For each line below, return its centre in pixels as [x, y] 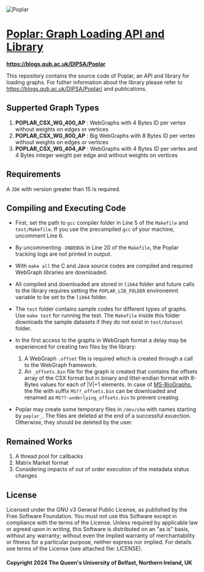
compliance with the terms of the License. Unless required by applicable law [102, 523]
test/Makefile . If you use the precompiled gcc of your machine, [95, 230]
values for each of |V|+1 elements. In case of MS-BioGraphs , [116, 385]
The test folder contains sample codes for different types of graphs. [101, 309]
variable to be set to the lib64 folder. [61, 297]
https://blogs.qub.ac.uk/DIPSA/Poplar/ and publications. [77, 89]
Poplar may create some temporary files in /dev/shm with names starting [105, 410]
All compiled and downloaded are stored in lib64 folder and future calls [105, 284]
